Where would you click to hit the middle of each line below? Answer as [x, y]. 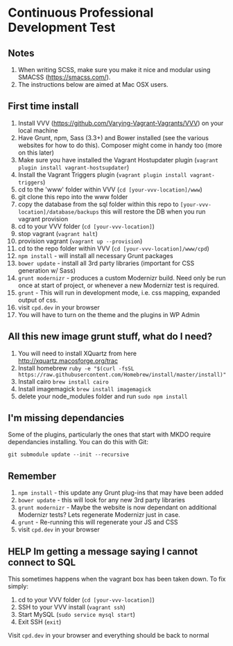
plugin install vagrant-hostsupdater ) [74, 167]
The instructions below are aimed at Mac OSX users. [93, 84]
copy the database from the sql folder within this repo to [98, 204]
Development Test [62, 27]
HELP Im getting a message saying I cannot [103, 551]
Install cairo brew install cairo [63, 381]
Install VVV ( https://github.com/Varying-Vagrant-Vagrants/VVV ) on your [121, 123]
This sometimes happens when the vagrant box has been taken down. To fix [117, 579]
